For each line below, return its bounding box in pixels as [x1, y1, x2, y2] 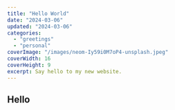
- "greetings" [13, 36, 54, 43]
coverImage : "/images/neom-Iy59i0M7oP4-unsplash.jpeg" [7, 49, 169, 56]
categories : [7, 29, 42, 37]
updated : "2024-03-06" [7, 23, 73, 30]
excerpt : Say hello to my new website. [7, 68, 122, 75]
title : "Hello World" [7, 10, 70, 17]
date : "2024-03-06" [7, 17, 64, 24]
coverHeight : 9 [7, 62, 51, 68]
